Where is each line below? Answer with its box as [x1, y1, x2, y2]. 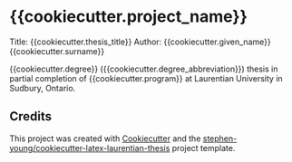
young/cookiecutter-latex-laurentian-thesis [9, 142, 170, 153]
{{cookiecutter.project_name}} [9, 6, 248, 27]
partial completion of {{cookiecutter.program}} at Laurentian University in [9, 72, 283, 83]
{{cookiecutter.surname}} [9, 45, 105, 56]
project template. [171, 142, 236, 153]
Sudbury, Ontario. [9, 82, 76, 93]
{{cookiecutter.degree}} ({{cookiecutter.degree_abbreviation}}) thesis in [9, 63, 278, 74]
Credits [9, 109, 53, 124]
